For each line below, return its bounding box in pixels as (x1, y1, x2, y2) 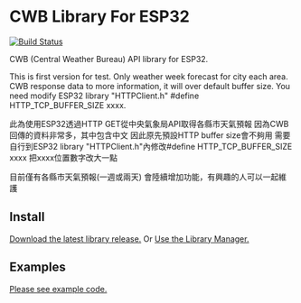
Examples (9, 260, 66, 275)
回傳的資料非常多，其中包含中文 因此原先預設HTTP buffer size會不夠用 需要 (9, 129, 291, 141)
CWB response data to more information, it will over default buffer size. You (9, 80, 291, 91)
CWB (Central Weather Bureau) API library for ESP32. (9, 53, 209, 64)
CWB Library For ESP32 (9, 6, 190, 27)
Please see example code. (9, 283, 108, 294)
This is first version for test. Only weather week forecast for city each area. (9, 70, 288, 82)
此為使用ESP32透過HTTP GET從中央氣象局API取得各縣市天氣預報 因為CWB (9, 118, 289, 129)
